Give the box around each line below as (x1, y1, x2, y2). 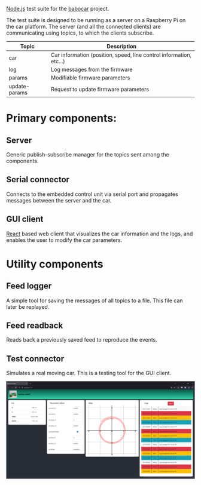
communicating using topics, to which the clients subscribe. (6, 29, 154, 36)
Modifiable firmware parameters (50, 74, 130, 81)
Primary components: (6, 112, 117, 125)
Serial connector (6, 174, 70, 185)
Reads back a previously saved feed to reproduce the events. (6, 336, 157, 343)
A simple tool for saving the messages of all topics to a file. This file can (6, 297, 184, 304)
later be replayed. (6, 303, 50, 310)
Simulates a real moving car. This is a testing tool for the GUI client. (6, 370, 172, 377)
